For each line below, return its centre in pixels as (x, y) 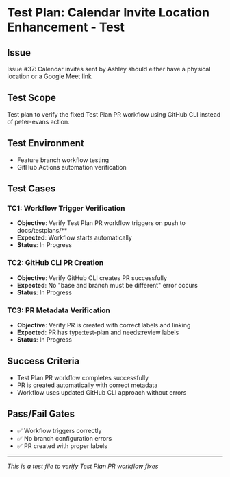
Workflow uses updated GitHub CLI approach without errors (102, 392)
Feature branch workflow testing (63, 160)
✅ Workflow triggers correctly (59, 430)
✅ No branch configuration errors (64, 438)
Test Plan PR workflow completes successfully (83, 377)
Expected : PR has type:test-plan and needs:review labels (98, 332)
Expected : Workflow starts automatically (74, 237)
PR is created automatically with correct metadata (87, 385)
